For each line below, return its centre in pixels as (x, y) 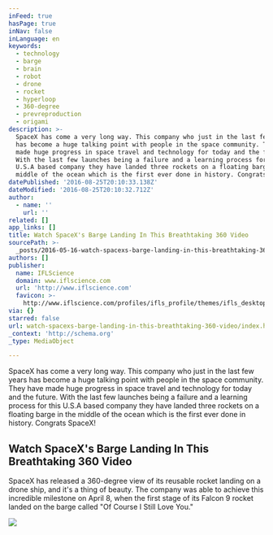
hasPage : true (32, 24)
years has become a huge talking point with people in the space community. (136, 380)
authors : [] (28, 258)
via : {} (22, 311)
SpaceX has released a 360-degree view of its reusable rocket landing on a (135, 481)
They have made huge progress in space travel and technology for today (130, 389)
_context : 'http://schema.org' (61, 333)
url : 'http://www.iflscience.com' (74, 288)
